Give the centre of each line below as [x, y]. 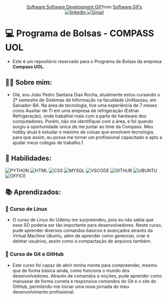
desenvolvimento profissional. [44, 291]
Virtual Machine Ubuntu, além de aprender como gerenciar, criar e [81, 236]
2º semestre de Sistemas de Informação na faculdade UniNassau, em [84, 100]
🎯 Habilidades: [28, 158]
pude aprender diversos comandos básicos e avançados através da [82, 231]
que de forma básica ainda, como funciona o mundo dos [71, 270]
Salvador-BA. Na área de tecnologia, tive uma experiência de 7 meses [85, 105]
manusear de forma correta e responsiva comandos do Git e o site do [84, 281]
